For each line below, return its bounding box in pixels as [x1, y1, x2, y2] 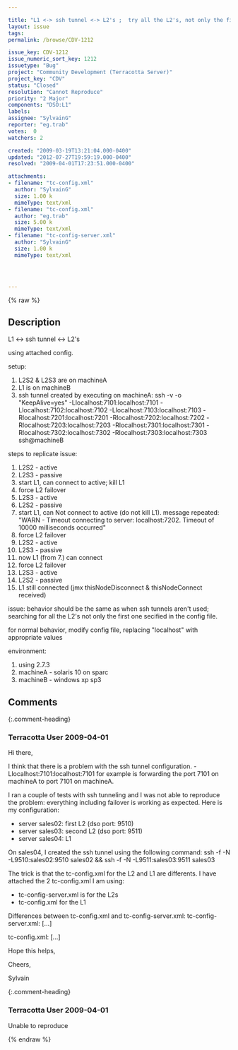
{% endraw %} [8, 1035, 52, 1044]
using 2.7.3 [18, 661, 50, 669]
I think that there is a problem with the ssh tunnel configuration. [8, 762, 193, 770]
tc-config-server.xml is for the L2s [18, 890, 119, 899]
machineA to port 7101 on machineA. [8, 777, 114, 786]
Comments [8, 696, 58, 708]
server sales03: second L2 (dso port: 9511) [18, 827, 143, 835]
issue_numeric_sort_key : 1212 [8, 56, 97, 63]
